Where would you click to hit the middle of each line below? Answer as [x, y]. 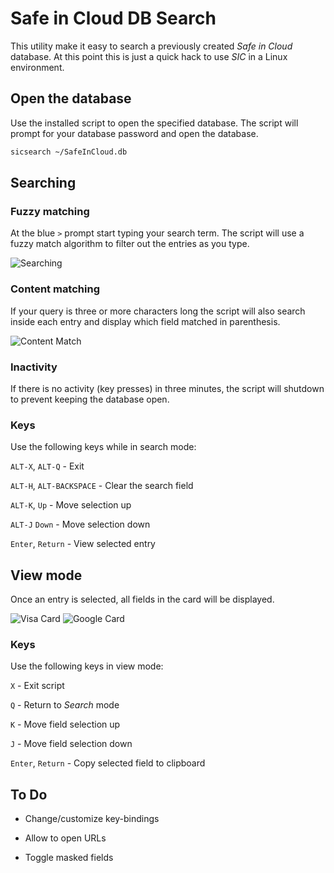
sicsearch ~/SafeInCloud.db [69, 152]
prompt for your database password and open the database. [134, 133]
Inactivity [34, 367]
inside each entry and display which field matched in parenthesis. [145, 321]
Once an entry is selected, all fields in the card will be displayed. [142, 599]
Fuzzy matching [50, 211]
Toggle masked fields [69, 858]
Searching [43, 183]
